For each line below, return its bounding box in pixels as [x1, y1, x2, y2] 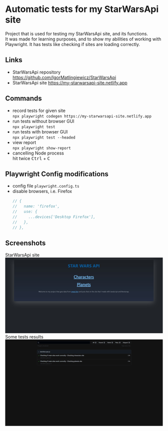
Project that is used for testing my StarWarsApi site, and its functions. [5, 30, 148, 36]
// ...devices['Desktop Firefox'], [12, 214, 96, 219]
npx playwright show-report [12, 145, 71, 150]
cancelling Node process [12, 150, 64, 156]
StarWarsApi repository [12, 69, 61, 75]
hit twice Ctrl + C [12, 155, 50, 161]
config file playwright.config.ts [12, 183, 79, 189]
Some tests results [5, 334, 43, 340]
